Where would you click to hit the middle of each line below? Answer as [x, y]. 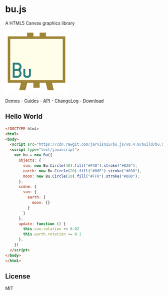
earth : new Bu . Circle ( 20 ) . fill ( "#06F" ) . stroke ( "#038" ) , [82, 171]
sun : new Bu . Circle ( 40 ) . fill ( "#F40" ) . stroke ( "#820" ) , [80, 166]
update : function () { [42, 224]
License [18, 276]
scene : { [27, 187]
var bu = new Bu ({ [33, 155]
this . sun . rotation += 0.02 [51, 229]
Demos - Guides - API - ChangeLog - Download [54, 101]
